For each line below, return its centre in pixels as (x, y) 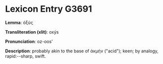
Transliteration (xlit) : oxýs (32, 32)
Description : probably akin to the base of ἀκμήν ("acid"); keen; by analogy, (82, 51)
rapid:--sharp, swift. (25, 56)
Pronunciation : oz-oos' (29, 41)
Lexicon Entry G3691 (49, 9)
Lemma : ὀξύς (19, 22)
